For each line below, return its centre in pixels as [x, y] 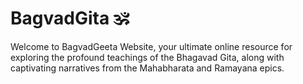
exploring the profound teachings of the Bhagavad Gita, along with [147, 57]
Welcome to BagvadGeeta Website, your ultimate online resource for [151, 46]
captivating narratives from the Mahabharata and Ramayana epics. [147, 68]
